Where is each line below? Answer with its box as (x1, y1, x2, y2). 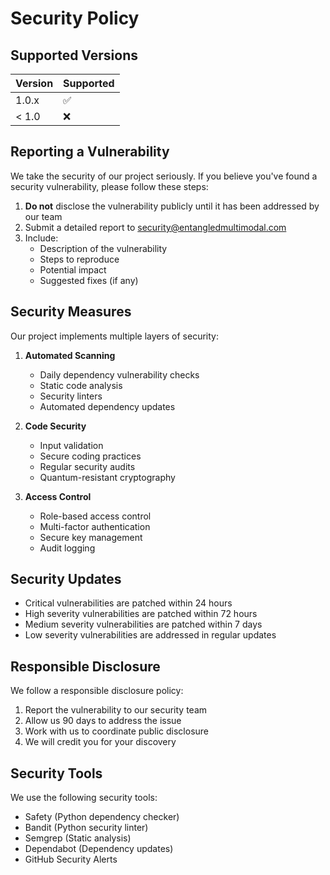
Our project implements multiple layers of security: (10, 330, 219, 342)
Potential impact (39, 263, 107, 276)
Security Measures (10, 303, 132, 321)
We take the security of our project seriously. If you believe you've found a (10, 170, 318, 182)
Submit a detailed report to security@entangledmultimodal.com (24, 221, 287, 233)
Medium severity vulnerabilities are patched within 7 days (24, 618, 263, 631)
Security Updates (10, 571, 122, 588)
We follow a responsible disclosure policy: (10, 685, 184, 697)
